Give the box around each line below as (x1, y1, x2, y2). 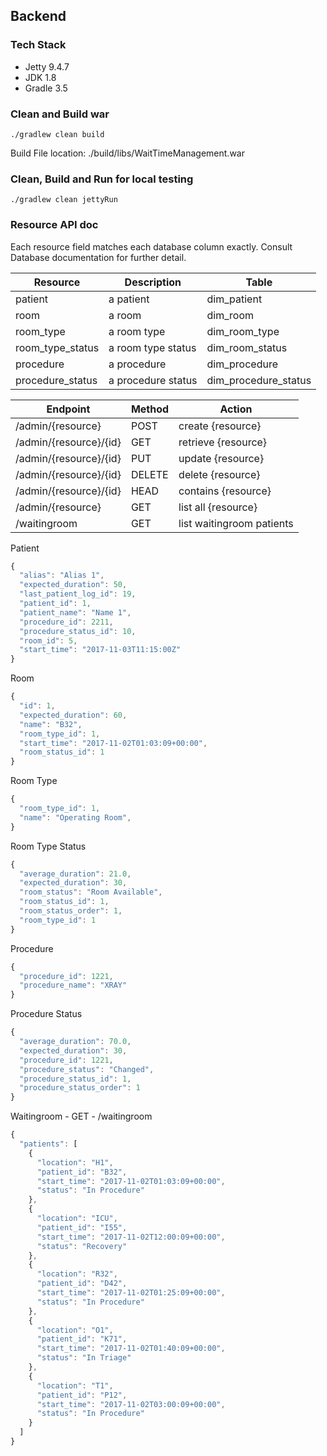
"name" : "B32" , (19, 719, 83, 729)
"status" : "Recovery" (36, 1241, 128, 1251)
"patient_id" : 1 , (19, 599, 92, 609)
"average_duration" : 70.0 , (19, 1037, 132, 1047)
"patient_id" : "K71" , (36, 1334, 128, 1344)
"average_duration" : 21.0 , (19, 869, 132, 879)
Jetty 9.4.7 (24, 60, 70, 73)
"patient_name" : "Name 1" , (19, 607, 132, 618)
